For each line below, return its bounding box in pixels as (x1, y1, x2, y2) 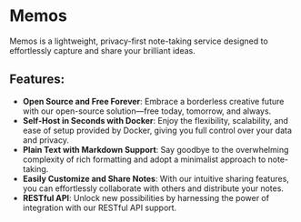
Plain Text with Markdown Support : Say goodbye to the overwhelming (22, 144, 289, 155)
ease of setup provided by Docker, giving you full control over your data (22, 125, 293, 136)
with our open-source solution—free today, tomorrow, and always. (22, 106, 272, 116)
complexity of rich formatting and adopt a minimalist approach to (22, 154, 266, 165)
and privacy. (22, 134, 70, 146)
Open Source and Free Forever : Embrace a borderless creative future (22, 96, 285, 106)
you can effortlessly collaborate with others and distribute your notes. (22, 183, 285, 194)
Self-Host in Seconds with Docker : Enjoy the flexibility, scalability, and (22, 115, 289, 126)
